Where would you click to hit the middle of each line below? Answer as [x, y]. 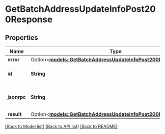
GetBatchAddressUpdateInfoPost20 [81, 9]
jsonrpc [17, 97]
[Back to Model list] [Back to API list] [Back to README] [61, 126]
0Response [29, 19]
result [15, 114]
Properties [22, 38]
